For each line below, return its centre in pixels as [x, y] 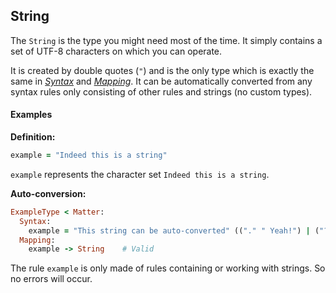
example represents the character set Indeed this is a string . [140, 174]
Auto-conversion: [48, 193]
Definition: [33, 137]
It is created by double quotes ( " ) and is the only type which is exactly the [162, 70]
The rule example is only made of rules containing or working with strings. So [168, 268]
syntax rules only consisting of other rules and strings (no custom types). [161, 91]
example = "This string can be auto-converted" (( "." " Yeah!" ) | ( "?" [180, 230]
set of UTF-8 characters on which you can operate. [116, 51]
